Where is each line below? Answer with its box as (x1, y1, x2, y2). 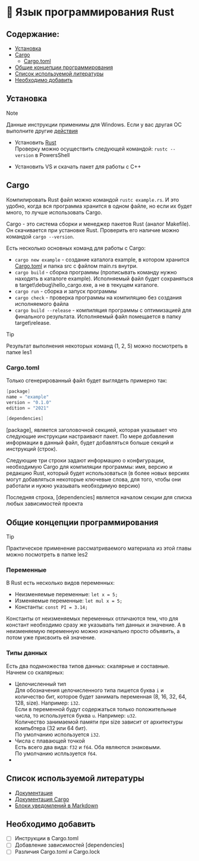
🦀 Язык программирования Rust (6, 5, 175, 19)
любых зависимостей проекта (6, 500, 83, 508)
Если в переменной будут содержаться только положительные (14, 705, 177, 713)
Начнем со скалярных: (6, 669, 64, 676)
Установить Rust (14, 139, 56, 146)
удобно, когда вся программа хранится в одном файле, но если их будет (6, 202, 192, 209)
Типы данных (6, 649, 48, 657)
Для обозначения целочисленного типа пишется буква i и (14, 687, 164, 694)
